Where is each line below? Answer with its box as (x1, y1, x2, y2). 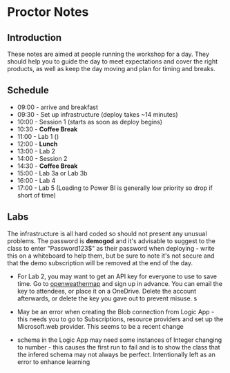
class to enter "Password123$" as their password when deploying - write (7, 244, 215, 252)
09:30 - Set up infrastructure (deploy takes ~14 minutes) (17, 110, 178, 118)
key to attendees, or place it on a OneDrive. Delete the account (17, 287, 197, 295)
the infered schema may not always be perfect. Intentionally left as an (17, 350, 215, 358)
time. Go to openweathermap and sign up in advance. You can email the (17, 279, 223, 287)
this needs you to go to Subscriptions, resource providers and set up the (17, 315, 224, 323)
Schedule (7, 84, 50, 97)
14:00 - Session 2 (17, 154, 68, 162)
